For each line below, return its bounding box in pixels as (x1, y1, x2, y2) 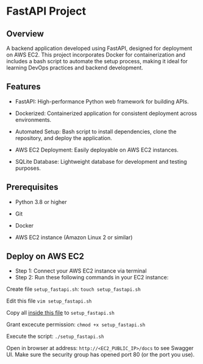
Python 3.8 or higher (15, 198, 67, 205)
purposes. (15, 164, 41, 172)
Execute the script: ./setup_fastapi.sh (6, 333, 104, 340)
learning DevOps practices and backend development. (6, 64, 143, 71)
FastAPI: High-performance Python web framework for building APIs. (15, 97, 189, 105)
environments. (15, 116, 52, 123)
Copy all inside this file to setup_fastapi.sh (6, 309, 115, 317)
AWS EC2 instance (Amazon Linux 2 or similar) (15, 233, 133, 241)
